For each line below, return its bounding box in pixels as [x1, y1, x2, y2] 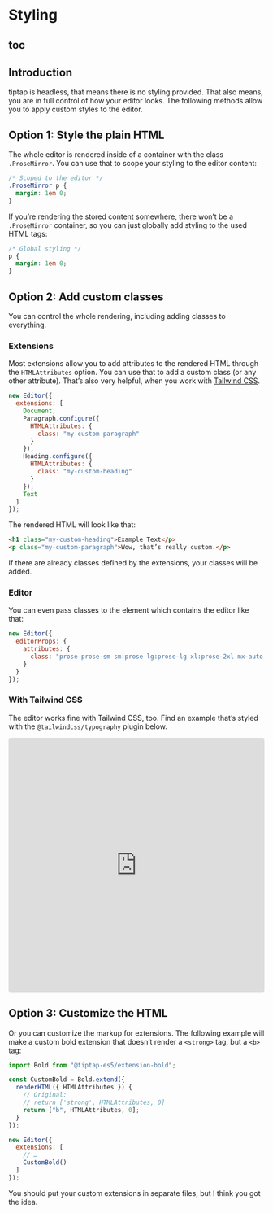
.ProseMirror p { [8, 181, 67, 190]
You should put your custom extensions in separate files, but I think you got [8, 1188, 262, 1198]
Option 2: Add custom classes [8, 290, 164, 303]
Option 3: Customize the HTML [8, 1006, 168, 1020]
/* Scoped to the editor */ [8, 174, 104, 182]
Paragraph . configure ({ [23, 414, 100, 422]
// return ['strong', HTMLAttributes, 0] [23, 1098, 165, 1107]
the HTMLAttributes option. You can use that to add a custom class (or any [8, 368, 257, 377]
